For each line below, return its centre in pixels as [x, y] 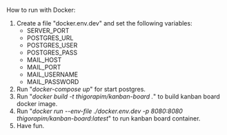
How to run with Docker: [41, 10]
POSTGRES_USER [52, 45]
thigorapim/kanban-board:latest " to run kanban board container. [108, 118]
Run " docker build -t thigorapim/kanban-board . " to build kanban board [118, 96]
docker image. [37, 104]
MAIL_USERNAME [52, 74]
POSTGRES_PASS [52, 52]
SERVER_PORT [48, 31]
